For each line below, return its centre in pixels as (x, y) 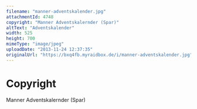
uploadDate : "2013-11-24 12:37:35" (50, 50)
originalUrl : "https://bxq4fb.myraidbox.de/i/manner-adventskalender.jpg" (99, 55)
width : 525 (19, 33)
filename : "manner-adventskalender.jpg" (56, 11)
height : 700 (21, 38)
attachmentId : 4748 (30, 17)
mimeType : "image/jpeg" (35, 44)
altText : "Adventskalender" (40, 28)
